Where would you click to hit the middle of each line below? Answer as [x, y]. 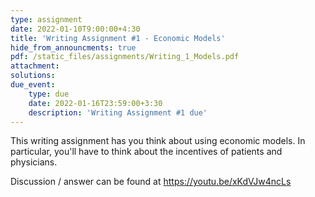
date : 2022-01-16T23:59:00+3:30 [95, 103]
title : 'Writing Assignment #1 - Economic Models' [118, 38]
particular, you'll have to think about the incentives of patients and [146, 152]
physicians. [34, 162]
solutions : [33, 76]
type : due [49, 94]
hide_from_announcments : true [73, 47]
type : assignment [46, 19]
